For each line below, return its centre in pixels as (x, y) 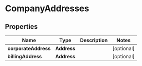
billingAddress (25, 56)
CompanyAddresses (47, 9)
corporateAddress (29, 48)
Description (94, 40)
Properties (21, 27)
